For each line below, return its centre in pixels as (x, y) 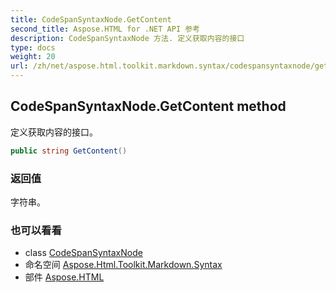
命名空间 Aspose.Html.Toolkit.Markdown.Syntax (123, 265)
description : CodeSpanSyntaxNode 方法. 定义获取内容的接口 (127, 38)
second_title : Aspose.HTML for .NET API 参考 (105, 29)
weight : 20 (33, 57)
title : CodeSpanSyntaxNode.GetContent (91, 19)
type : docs (33, 47)
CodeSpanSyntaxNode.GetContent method (148, 106)
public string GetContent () (69, 151)
